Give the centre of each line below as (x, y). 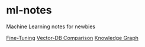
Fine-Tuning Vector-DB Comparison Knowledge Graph (72, 38)
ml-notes (29, 10)
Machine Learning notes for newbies (51, 26)
